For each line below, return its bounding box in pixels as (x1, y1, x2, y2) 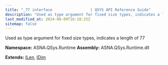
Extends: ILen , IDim (5, 54, 46, 60)
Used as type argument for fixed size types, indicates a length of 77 (5, 35, 145, 41)
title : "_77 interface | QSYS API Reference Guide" (5, 7, 151, 12)
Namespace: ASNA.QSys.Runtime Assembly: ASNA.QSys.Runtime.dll (5, 44, 149, 50)
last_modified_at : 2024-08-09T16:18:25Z (5, 16, 91, 21)
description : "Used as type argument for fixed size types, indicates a (5, 12, 160, 17)
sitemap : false (5, 21, 37, 26)
